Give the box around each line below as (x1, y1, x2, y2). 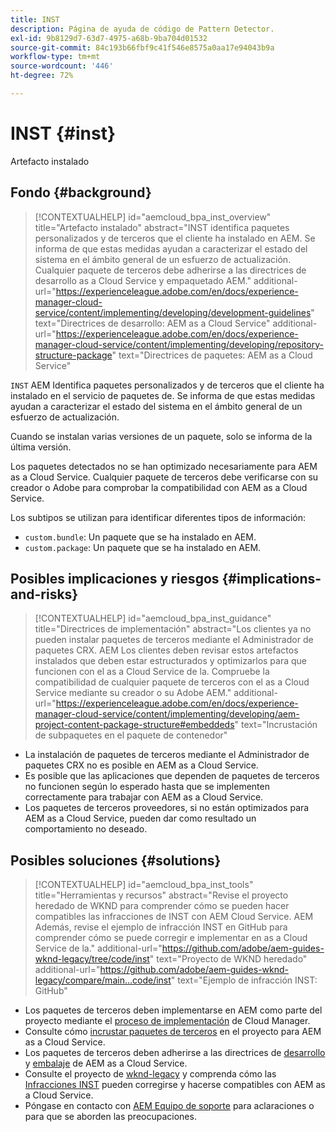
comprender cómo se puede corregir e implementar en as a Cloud (34, 932, 308, 944)
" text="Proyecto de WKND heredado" (149, 953, 308, 965)
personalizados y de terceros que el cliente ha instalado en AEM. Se (34, 232, 316, 244)
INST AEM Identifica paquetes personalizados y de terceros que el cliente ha (10, 379, 325, 391)
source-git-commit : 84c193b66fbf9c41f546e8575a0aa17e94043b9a (10, 42, 275, 53)
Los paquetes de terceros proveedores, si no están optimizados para (24, 802, 310, 814)
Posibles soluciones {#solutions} (10, 852, 222, 869)
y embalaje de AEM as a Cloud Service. (24, 1057, 188, 1070)
